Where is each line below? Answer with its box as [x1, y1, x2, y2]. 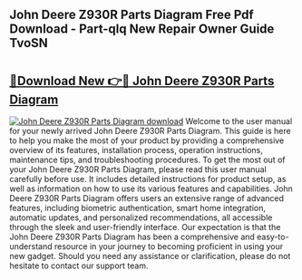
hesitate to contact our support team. [9, 260, 149, 271]
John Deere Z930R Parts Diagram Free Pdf [9, 7, 254, 23]
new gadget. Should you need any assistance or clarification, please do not [9, 251, 291, 261]
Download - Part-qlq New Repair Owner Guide [9, 22, 275, 37]
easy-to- [257, 231, 289, 242]
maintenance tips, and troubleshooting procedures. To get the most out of [9, 154, 286, 165]
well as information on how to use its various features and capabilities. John [9, 183, 293, 194]
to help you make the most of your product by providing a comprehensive [9, 135, 285, 146]
